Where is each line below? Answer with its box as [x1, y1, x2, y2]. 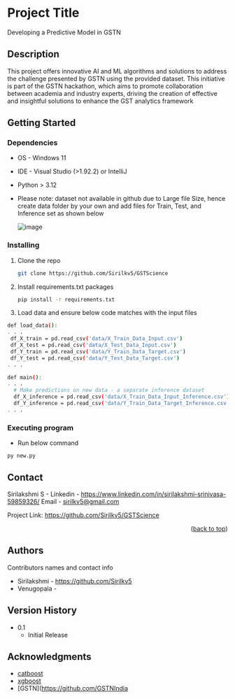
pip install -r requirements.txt [17, 296, 115, 303]
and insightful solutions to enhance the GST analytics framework [7, 97, 194, 105]
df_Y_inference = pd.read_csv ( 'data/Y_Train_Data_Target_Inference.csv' [13, 400, 230, 407]
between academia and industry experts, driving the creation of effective [7, 89, 218, 97]
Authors [7, 544, 44, 557]
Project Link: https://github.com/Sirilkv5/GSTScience [7, 511, 159, 519]
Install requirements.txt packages [17, 282, 114, 291]
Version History [7, 605, 77, 616]
